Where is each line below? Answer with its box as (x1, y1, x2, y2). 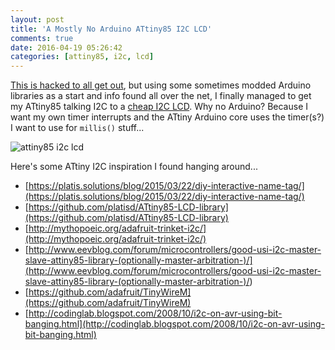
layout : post (10, 14, 65, 25)
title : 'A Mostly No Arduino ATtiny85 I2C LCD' (10, 24, 213, 34)
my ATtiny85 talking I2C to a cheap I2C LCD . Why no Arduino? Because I (10, 101, 309, 113)
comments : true (10, 33, 74, 43)
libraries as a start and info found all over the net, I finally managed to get (10, 90, 312, 102)
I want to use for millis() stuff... (10, 122, 145, 134)
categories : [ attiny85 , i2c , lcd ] (10, 52, 155, 62)
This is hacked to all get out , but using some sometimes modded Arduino (10, 79, 312, 91)
